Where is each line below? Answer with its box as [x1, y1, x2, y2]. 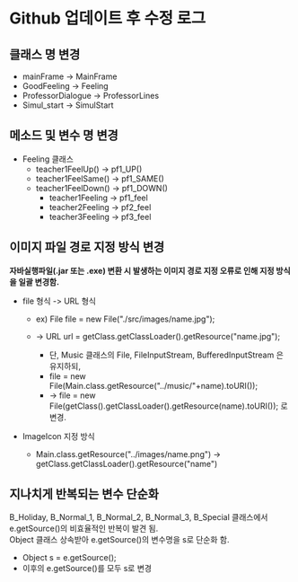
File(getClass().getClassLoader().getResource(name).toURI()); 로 [48, 401, 289, 411]
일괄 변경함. [18, 276, 60, 287]
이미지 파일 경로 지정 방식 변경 [9, 240, 165, 255]
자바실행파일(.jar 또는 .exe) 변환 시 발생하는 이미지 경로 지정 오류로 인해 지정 [9, 265, 275, 276]
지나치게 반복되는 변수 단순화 [9, 487, 160, 502]
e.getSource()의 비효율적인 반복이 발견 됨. [9, 523, 159, 534]
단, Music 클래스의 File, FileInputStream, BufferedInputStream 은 [48, 349, 285, 360]
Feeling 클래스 [22, 154, 74, 164]
